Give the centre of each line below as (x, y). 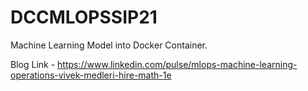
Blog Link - (33, 64)
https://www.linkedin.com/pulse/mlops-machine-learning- (177, 64)
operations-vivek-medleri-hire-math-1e (91, 75)
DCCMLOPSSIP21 (84, 17)
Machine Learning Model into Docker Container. (109, 45)
